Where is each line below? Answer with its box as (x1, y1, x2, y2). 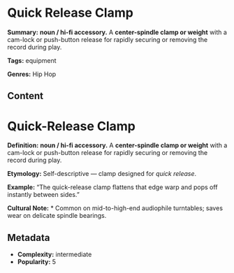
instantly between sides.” (7, 191, 80, 199)
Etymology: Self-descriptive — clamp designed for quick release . (7, 170, 197, 178)
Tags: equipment (7, 56, 57, 64)
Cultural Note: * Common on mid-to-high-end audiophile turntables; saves (7, 204, 224, 212)
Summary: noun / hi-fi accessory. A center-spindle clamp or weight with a (7, 28, 227, 36)
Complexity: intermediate (17, 250, 92, 259)
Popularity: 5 (17, 258, 57, 266)
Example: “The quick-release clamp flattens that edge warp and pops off (7, 183, 218, 191)
